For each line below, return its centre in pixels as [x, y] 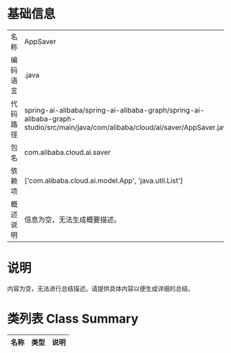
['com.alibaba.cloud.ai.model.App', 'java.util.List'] [104, 181]
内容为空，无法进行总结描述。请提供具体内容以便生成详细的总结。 [100, 288]
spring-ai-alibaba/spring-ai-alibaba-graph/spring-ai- [114, 110]
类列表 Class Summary [73, 319]
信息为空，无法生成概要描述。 [73, 219]
